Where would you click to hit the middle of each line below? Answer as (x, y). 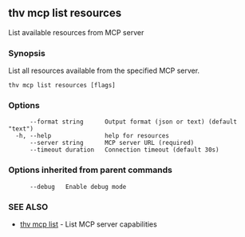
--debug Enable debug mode (78, 187)
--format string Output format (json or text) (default (133, 122)
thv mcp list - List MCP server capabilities (88, 224)
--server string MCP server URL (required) (112, 143)
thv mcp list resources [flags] (62, 86)
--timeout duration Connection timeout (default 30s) (124, 150)
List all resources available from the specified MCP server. (104, 70)
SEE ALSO (28, 207)
